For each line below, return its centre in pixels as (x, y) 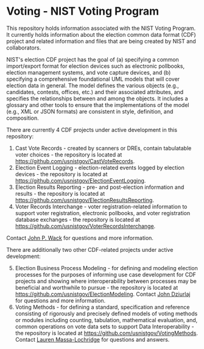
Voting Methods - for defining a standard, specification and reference (102, 307)
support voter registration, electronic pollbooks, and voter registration (103, 213)
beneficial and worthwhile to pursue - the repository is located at (97, 287)
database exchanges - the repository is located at (77, 219)
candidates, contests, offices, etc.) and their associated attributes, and (95, 92)
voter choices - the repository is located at (69, 155)
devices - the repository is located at (61, 174)
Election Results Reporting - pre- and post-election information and (100, 187)
